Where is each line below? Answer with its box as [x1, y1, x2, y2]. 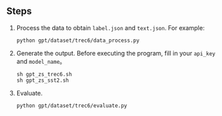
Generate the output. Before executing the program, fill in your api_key [16, 49, 216, 57]
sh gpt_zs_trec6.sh [16, 71, 73, 78]
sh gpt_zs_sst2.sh [16, 77, 69, 84]
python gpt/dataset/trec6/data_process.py [16, 37, 140, 44]
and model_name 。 [16, 57, 66, 65]
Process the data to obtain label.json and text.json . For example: [16, 23, 205, 32]
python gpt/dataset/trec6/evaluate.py [16, 102, 127, 109]
